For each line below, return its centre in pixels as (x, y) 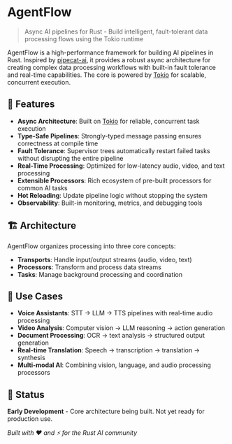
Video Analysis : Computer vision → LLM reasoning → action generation (121, 328)
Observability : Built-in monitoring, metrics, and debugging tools (110, 203)
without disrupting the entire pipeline (70, 158)
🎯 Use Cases (35, 296)
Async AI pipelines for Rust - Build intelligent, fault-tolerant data (116, 31)
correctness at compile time (58, 143)
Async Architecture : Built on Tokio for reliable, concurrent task (108, 121)
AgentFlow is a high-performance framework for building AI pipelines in (110, 52)
